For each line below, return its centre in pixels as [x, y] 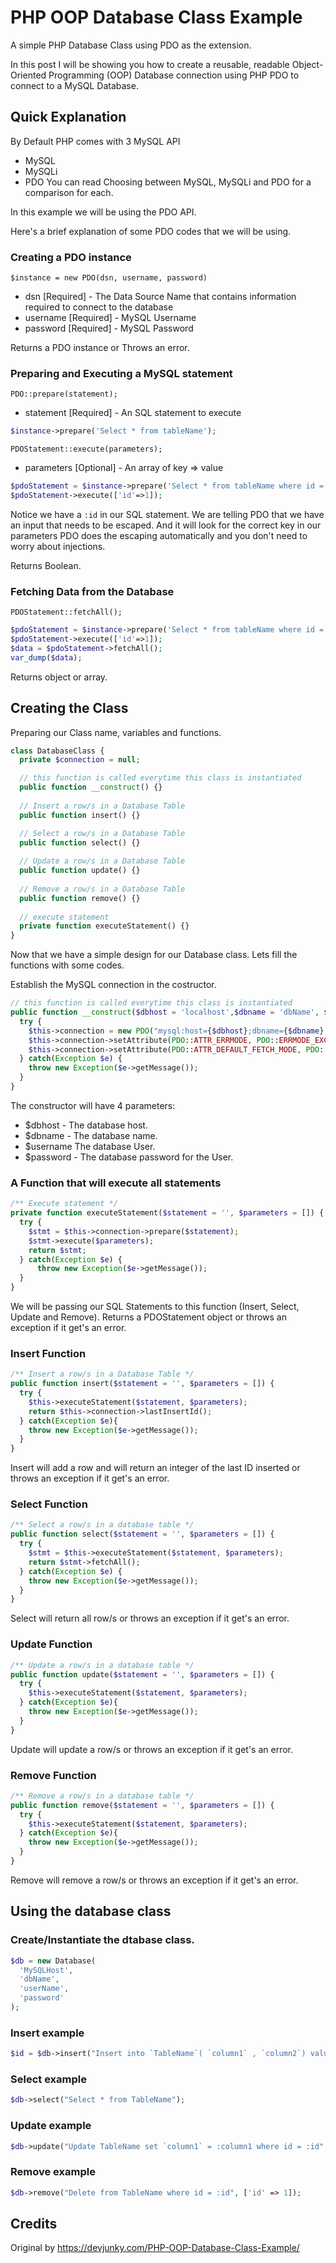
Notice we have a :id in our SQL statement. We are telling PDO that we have [167, 514]
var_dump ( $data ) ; [46, 657]
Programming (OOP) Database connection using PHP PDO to [174, 75]
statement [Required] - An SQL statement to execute [133, 413]
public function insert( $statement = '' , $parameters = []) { [142, 1384]
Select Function [49, 1504]
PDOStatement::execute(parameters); [86, 449]
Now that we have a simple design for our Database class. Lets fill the [154, 955]
